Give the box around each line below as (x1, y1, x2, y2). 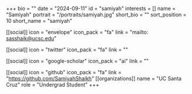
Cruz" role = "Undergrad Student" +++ (6, 81, 99, 88)
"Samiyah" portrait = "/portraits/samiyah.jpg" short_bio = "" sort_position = (6, 11, 187, 18)
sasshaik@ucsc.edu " (6, 35, 57, 41)
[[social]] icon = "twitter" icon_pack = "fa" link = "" (6, 46, 128, 53)
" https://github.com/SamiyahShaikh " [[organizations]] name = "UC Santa (6, 75, 182, 82)
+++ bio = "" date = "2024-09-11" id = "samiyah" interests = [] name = (6, 5, 176, 12)
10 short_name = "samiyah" (6, 18, 73, 24)
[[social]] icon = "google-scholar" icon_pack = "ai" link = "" (6, 58, 149, 64)
